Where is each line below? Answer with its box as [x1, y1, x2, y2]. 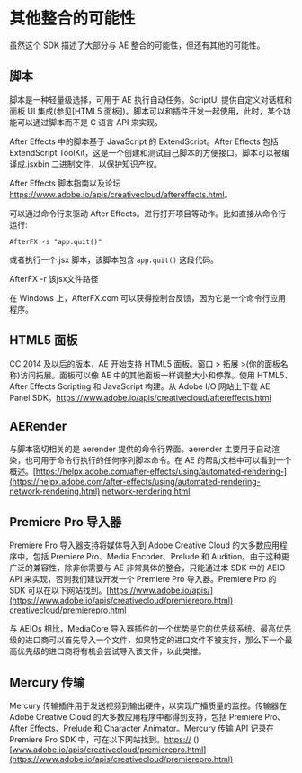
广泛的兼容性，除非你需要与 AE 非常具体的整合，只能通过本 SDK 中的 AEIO [9, 562, 286, 573]
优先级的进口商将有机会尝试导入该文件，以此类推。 [16, 646, 207, 657]
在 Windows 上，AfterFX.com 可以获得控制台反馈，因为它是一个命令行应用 [9, 292, 286, 303]
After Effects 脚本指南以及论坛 [9, 177, 121, 188]
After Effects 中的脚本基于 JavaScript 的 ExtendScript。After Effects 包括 [9, 136, 279, 147]
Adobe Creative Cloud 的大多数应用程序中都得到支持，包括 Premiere [9, 712, 263, 722]
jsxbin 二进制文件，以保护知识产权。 [27, 159, 162, 169]
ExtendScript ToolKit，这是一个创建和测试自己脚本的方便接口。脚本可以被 [9, 147, 282, 158]
